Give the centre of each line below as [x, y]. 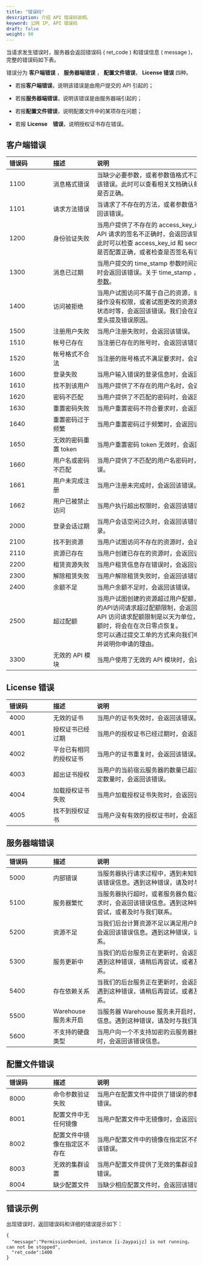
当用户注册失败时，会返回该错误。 [146, 331]
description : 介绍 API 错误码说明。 [49, 18]
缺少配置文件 [72, 1185]
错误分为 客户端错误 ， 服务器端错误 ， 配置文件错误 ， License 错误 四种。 [99, 72]
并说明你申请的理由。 [127, 644]
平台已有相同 [72, 750]
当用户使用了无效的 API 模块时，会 [146, 660]
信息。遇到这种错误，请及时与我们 [146, 1020]
